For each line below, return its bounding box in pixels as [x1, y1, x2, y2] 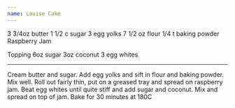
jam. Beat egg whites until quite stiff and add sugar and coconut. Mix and [7, 85, 218, 93]
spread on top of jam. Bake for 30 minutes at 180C [7, 92, 152, 101]
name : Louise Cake [7, 10, 61, 17]
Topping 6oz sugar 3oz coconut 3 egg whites [7, 50, 138, 59]
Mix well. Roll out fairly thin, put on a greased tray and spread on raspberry [7, 77, 223, 86]
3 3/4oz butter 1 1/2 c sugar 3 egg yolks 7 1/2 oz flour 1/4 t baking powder [7, 29, 220, 38]
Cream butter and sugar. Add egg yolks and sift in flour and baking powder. [7, 70, 225, 79]
